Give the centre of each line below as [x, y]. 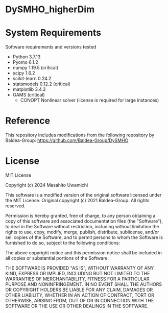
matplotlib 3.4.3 [29, 89]
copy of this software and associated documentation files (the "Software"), [84, 221]
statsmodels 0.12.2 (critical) [41, 84]
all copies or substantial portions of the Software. [57, 258]
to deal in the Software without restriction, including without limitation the [82, 226]
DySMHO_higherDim [50, 9]
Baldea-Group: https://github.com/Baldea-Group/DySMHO [67, 140]
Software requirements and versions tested [51, 47]
